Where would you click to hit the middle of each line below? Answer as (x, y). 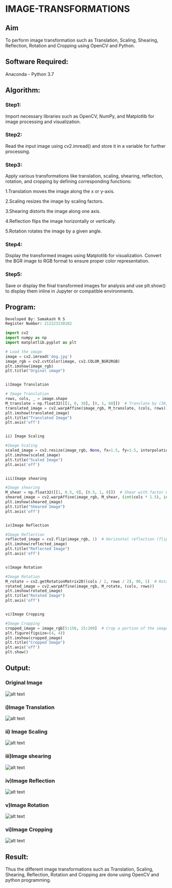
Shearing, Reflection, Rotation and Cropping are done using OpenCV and (82, 875)
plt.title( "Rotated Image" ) (35, 596)
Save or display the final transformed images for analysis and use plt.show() (85, 285)
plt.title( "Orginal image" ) (35, 371)
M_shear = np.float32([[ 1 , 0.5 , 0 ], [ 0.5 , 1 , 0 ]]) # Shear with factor (84, 493)
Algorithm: (23, 90)
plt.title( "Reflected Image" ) (38, 549)
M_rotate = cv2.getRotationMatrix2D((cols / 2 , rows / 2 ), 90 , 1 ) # (81, 581)
